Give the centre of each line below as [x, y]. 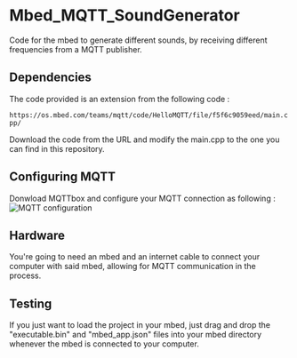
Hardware [37, 235]
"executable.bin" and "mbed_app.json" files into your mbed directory [136, 335]
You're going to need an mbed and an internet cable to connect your [135, 257]
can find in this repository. [57, 148]
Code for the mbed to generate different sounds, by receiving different [139, 40]
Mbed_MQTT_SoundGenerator [124, 16]
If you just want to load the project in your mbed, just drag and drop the [140, 325]
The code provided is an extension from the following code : [120, 99]
